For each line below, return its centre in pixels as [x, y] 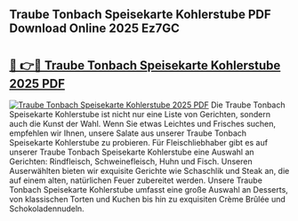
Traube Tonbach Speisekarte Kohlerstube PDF [140, 15]
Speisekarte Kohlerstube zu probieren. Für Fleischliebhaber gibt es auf [139, 142]
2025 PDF [37, 83]
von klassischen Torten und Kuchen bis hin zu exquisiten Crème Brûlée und [148, 199]
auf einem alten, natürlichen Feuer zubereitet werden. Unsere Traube [136, 180]
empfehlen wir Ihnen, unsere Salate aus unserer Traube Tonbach [128, 133]
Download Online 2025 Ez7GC [94, 29]
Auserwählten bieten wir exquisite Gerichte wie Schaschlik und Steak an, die [149, 171]
